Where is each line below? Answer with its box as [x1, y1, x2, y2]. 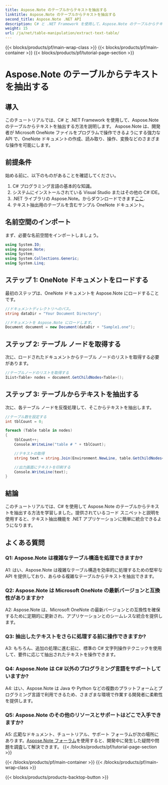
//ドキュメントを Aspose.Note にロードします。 [5, 320, 94, 325]
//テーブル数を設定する [5, 414, 47, 419]
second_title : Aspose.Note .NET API [5, 17, 81, 22]
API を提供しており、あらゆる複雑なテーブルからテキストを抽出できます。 [5, 573, 157, 579]
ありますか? [15, 594, 44, 601]
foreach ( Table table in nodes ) [5, 428, 72, 433]
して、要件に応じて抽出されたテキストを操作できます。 [5, 652, 118, 658]
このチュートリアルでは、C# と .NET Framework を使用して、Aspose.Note [5, 117, 159, 123]
